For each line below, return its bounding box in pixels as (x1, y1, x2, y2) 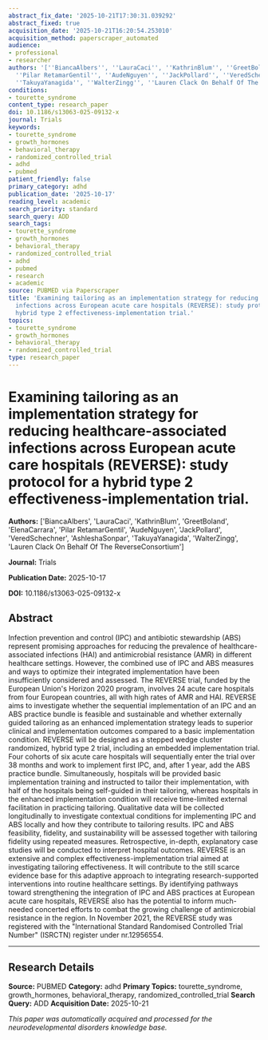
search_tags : (8, 220, 52, 228)
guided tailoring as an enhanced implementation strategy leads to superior (8, 717, 254, 727)
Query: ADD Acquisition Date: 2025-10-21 (8, 998, 149, 1008)
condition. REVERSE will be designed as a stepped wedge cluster (8, 735, 223, 744)
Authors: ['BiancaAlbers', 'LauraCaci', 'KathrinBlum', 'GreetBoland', (8, 516, 229, 526)
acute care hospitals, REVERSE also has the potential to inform (8, 896, 214, 906)
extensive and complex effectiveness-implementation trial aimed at (8, 853, 229, 863)
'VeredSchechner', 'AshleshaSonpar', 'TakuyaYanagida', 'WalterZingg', (8, 533, 238, 543)
